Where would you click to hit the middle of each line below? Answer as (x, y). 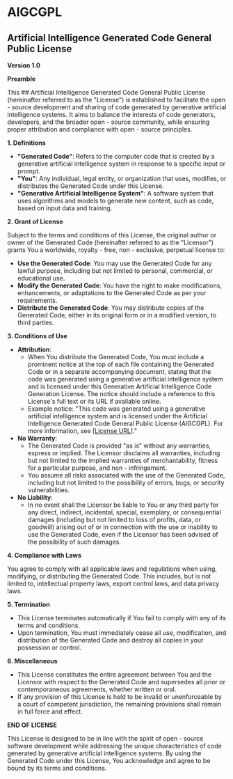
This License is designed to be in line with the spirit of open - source (105, 738)
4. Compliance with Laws (45, 555)
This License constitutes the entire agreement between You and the (114, 675)
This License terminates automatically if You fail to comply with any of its (122, 618)
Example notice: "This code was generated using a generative (116, 409)
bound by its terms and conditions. (57, 768)
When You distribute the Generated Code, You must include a (116, 357)
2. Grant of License (35, 221)
